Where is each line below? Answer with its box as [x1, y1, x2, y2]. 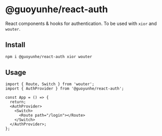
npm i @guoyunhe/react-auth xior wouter [5, 54, 93, 59]
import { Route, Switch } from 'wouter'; [5, 81, 95, 87]
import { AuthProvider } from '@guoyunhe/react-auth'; [5, 86, 124, 91]
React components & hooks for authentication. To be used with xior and [5, 20, 157, 26]
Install [5, 41, 25, 49]
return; [10, 99, 26, 105]
